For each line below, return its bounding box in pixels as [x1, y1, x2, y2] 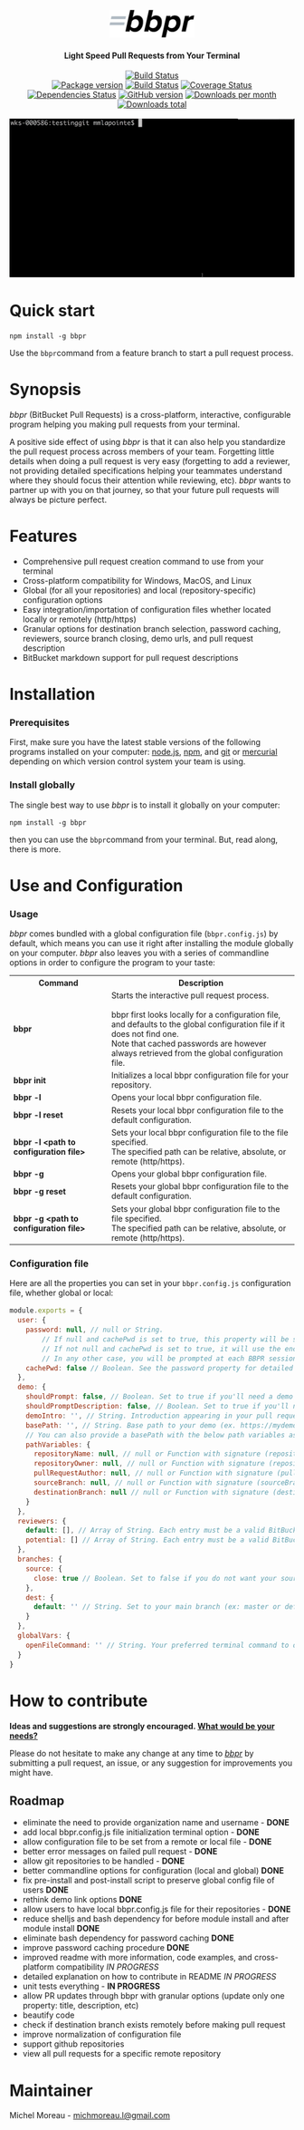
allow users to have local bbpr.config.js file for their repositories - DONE [22, 1903, 291, 1915]
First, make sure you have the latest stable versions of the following [9, 737, 261, 748]
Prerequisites [9, 716, 70, 729]
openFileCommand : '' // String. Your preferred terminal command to [25, 1641, 290, 1650]
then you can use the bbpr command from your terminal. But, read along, [9, 834, 279, 845]
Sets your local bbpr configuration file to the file [111, 1127, 289, 1138]
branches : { [17, 1554, 63, 1564]
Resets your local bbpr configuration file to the [111, 1105, 284, 1116]
